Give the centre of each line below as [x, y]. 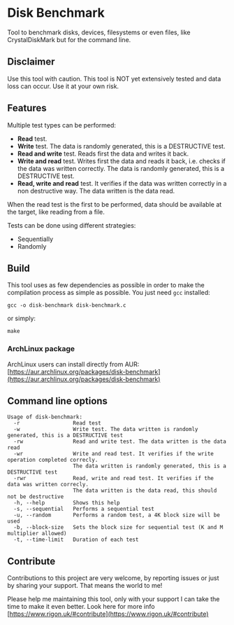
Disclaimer [31, 62]
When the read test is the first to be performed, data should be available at [115, 204]
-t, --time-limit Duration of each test [76, 540]
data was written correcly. [48, 485]
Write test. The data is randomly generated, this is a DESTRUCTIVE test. [121, 146]
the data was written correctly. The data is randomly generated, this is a [121, 168]
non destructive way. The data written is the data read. [96, 191]
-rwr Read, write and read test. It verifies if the [114, 479]
